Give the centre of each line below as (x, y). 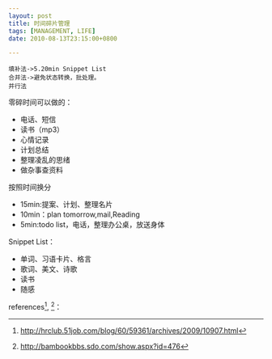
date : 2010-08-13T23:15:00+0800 (63, 38)
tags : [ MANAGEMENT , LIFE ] (52, 31)
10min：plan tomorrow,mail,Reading (80, 214)
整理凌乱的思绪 (45, 160)
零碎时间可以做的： (40, 103)
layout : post (30, 16)
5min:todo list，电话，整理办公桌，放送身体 (92, 225)
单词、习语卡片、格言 (55, 259)
